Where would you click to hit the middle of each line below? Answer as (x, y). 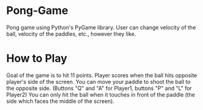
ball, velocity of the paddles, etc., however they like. (71, 33)
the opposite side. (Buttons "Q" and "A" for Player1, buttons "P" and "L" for (99, 88)
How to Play (37, 59)
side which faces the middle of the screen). (60, 101)
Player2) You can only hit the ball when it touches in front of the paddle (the (101, 94)
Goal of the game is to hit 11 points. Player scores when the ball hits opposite (102, 75)
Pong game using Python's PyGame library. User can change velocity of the (101, 27)
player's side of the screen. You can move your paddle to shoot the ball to (98, 81)
